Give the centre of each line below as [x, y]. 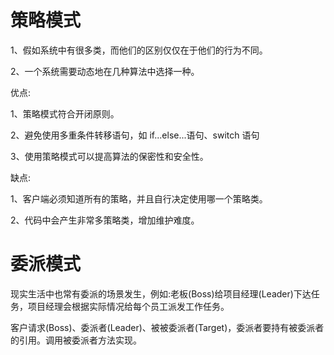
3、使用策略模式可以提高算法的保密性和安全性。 [109, 156]
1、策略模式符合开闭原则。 [65, 113]
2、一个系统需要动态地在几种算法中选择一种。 [105, 71]
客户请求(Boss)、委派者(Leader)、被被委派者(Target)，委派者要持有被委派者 [167, 327]
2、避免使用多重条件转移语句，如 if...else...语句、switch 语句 [135, 135]
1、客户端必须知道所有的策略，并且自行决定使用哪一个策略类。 [139, 198]
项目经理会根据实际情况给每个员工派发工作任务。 [128, 306]
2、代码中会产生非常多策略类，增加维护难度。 [105, 220]
